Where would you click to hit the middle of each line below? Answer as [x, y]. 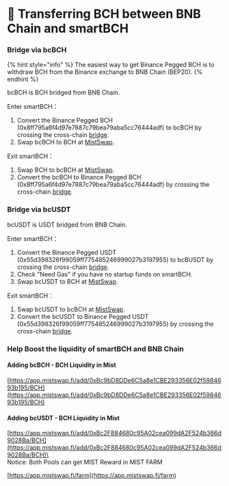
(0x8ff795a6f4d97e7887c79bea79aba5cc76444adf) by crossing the [113, 185]
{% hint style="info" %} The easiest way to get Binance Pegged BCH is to [111, 65]
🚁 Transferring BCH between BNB [104, 14]
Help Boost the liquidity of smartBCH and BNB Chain [96, 348]
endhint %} [23, 79]
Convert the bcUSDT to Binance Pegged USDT [83, 316]
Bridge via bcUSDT [39, 209]
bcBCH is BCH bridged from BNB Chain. [64, 92]
